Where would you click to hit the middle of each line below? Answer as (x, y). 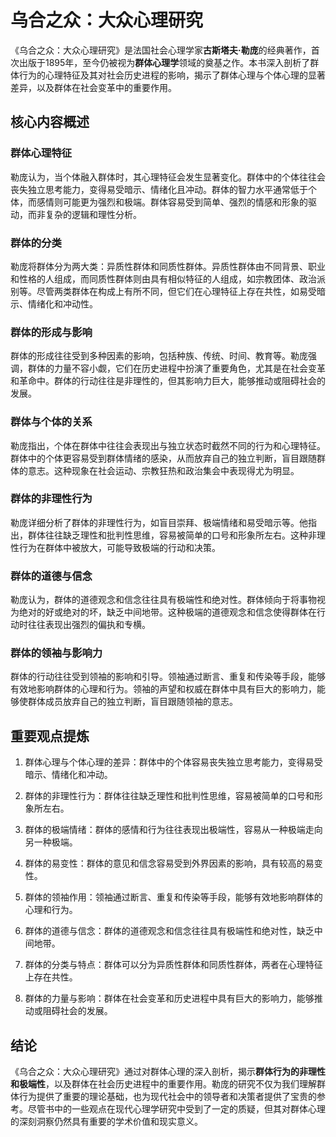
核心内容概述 (50, 122)
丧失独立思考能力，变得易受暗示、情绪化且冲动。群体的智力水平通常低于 (159, 189)
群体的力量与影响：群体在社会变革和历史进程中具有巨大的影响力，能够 (169, 998)
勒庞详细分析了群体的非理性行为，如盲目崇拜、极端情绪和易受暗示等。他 (159, 522)
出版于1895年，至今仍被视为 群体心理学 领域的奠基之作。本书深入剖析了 (164, 62)
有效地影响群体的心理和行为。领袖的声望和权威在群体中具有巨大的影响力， (163, 689)
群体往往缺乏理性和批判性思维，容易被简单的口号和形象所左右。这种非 (172, 535)
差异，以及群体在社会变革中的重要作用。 (93, 87)
